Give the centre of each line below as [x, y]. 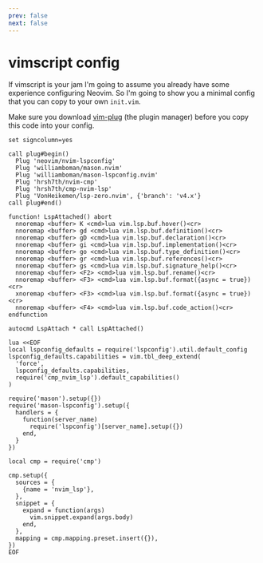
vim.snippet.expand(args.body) [81, 517]
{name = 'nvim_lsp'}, [58, 490]
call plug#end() [35, 203]
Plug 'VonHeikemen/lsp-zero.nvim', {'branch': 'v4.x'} [108, 196]
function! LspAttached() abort [60, 217]
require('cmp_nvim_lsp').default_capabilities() [98, 378]
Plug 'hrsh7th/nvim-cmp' [57, 182]
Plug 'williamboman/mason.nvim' [69, 169]
